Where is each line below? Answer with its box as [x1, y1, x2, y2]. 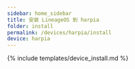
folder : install [7, 23, 53, 29]
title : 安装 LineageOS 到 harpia [7, 16, 99, 23]
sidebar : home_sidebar [7, 10, 72, 17]
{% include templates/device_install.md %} [7, 54, 129, 62]
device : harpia [7, 36, 51, 42]
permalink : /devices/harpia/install [7, 29, 112, 36]
